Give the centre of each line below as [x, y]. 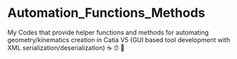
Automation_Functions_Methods [106, 13]
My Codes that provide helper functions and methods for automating [108, 32]
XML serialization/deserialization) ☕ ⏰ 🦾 [66, 48]
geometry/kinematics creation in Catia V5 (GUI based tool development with [119, 39]
